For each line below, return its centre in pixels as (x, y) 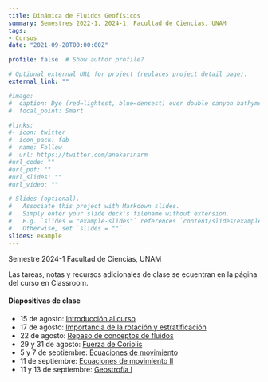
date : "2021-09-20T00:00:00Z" (59, 45)
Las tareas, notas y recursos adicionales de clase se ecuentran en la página (133, 274)
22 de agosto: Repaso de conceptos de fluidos (97, 335)
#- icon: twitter (37, 132)
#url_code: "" (32, 162)
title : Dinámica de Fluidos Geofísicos (75, 16)
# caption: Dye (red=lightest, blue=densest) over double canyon (121, 103)
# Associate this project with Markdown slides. (94, 207)
